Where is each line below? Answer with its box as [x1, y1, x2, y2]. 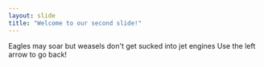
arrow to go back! [8, 49, 67, 59]
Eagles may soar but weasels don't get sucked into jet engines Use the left [8, 41, 256, 50]
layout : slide [8, 11, 56, 20]
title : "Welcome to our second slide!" [8, 19, 142, 27]
